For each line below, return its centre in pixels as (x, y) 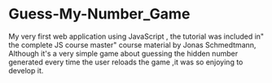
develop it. (26, 70)
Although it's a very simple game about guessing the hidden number (123, 53)
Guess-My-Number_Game (99, 14)
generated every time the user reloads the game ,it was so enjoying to (126, 62)
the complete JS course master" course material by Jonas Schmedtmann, (132, 44)
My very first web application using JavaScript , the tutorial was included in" (136, 36)
